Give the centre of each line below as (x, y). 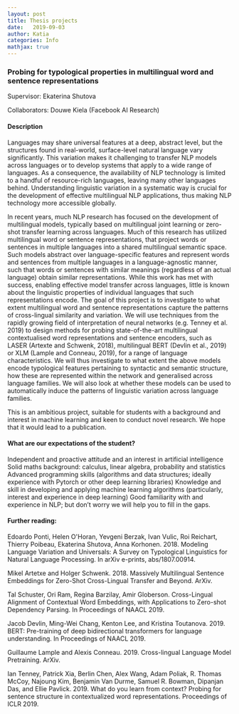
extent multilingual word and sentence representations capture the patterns (118, 308)
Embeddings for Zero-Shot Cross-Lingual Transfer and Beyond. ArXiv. (110, 580)
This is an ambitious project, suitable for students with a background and (114, 412)
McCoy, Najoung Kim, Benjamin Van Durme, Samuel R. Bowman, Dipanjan (116, 681)
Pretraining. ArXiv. (34, 660)
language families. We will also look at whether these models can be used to (119, 383)
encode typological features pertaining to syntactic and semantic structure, (118, 368)
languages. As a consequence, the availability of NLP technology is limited (117, 172)
